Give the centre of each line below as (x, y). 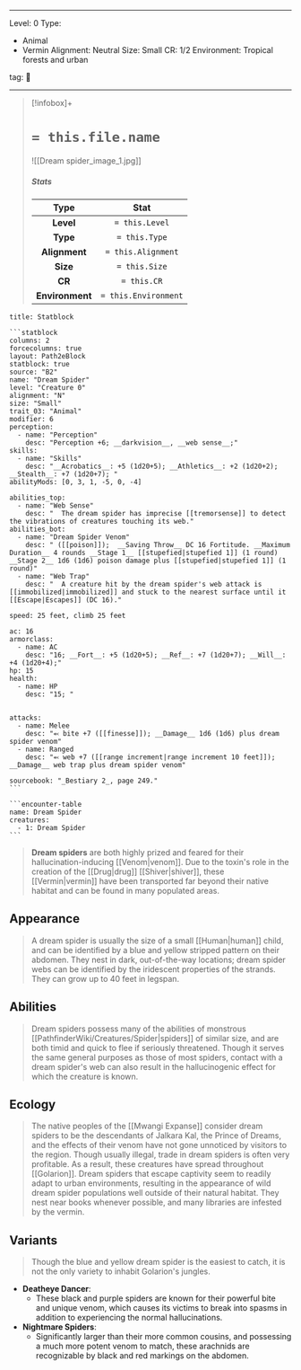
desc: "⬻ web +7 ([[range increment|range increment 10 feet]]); (150, 757)
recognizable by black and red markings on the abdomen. (142, 1356)
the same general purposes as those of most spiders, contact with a (157, 1057)
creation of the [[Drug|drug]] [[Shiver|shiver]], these (128, 871)
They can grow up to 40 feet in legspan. (105, 978)
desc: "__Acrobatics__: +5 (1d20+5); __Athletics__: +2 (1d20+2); (152, 466)
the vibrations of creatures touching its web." (102, 521)
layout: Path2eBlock (48, 356)
